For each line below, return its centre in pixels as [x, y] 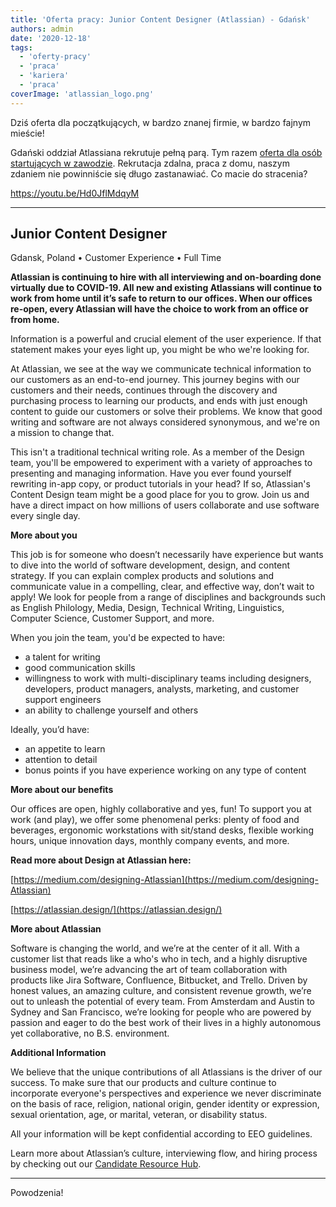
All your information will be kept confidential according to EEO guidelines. [161, 1134]
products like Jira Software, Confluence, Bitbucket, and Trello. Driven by [159, 980]
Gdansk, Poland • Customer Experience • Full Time [116, 258]
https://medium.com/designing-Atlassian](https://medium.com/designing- [166, 880]
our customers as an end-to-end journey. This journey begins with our [155, 380]
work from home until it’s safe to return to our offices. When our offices [161, 298]
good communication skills [80, 668]
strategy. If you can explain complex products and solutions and [142, 576]
